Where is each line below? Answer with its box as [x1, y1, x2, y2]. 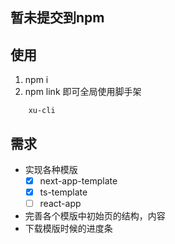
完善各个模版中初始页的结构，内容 [24, 210, 166, 222]
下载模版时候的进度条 [24, 223, 113, 235]
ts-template [39, 186, 88, 198]
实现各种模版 [24, 164, 78, 176]
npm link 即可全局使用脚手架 [24, 86, 142, 98]
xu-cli [28, 106, 56, 116]
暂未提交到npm [10, 9, 105, 27]
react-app [39, 198, 82, 210]
